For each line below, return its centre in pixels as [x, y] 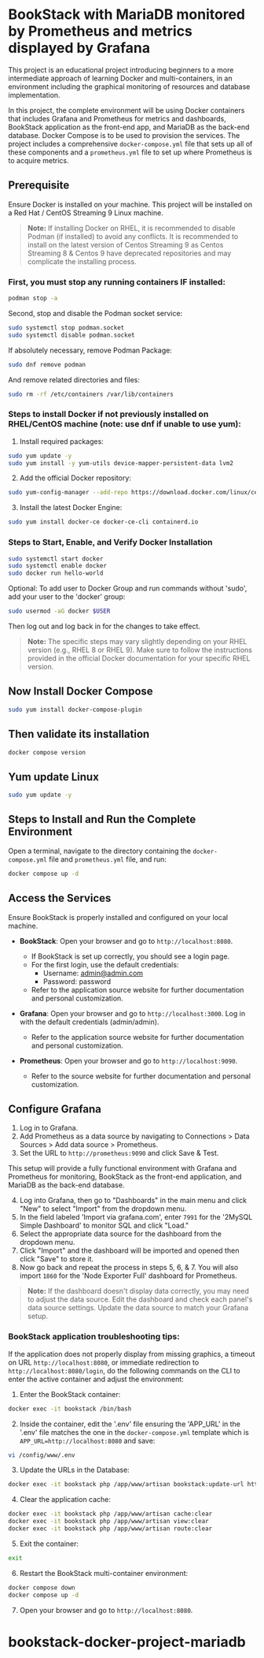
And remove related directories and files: [74, 379]
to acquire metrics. [38, 160]
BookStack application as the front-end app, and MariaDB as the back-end [129, 127]
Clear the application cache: [65, 1500]
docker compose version [47, 752]
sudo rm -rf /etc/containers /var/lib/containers [91, 394]
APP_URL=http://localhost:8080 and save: [87, 1440]
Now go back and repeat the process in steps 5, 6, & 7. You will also [129, 1268]
